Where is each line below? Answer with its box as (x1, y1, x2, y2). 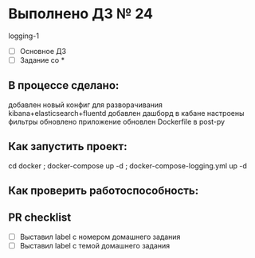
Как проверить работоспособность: (8, 184, 199, 198)
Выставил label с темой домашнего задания (19, 241, 170, 250)
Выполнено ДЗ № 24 (8, 5, 154, 23)
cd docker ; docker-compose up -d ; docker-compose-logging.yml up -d (8, 160, 247, 171)
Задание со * (19, 56, 65, 64)
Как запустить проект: (8, 140, 127, 153)
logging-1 (8, 31, 40, 40)
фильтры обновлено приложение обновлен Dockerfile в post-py (8, 117, 226, 126)
